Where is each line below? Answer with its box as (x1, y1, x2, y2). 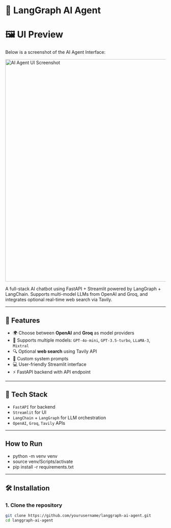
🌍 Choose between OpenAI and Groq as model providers (12, 330, 135, 336)
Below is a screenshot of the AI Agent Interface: (5, 49, 106, 55)
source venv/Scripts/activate (12, 458, 73, 464)
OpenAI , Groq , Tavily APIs (12, 420, 65, 426)
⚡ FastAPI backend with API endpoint (12, 368, 91, 375)
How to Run (5, 440, 43, 448)
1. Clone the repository (5, 502, 63, 509)
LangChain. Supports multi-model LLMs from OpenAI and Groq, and (5, 291, 148, 297)
